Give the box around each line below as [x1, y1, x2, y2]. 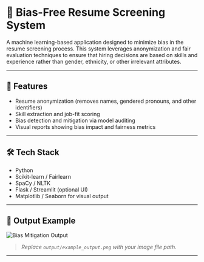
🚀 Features [6, 81, 48, 92]
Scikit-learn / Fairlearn [15, 173, 72, 180]
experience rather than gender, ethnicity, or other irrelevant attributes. [6, 58, 182, 65]
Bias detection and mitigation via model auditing [15, 117, 135, 124]
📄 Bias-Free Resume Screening [6, 5, 166, 19]
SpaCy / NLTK [15, 179, 50, 187]
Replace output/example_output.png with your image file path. [21, 243, 177, 251]
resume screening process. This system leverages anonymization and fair [6, 45, 191, 52]
